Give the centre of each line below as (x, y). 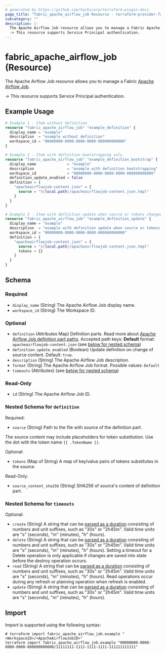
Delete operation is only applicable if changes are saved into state (79, 555)
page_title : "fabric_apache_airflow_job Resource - (59, 14)
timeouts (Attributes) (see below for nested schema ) (66, 370)
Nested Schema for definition (42, 407)
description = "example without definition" (57, 137)
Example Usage (30, 112)
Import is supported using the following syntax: (53, 625)
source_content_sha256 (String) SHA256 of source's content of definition (86, 486)
